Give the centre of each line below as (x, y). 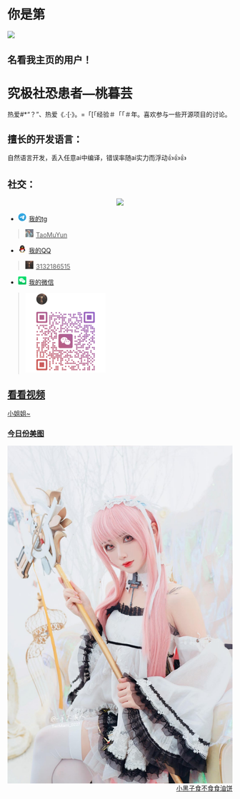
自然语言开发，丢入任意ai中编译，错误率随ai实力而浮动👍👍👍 (97, 158)
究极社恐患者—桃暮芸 (70, 93)
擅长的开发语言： (45, 139)
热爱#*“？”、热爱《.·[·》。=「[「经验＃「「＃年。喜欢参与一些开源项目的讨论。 (119, 114)
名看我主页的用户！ (50, 60)
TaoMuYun (51, 235)
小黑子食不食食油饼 (204, 788)
